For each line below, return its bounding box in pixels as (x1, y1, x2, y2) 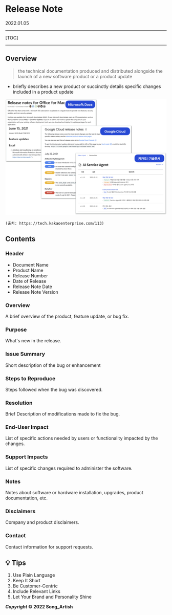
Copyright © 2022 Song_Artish (5, 604, 73, 610)
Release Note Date (12, 283, 52, 290)
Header (5, 250, 25, 257)
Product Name (12, 267, 44, 273)
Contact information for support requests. (5, 543, 93, 550)
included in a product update (12, 89, 74, 95)
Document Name (12, 261, 49, 268)
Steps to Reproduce (5, 375, 56, 382)
